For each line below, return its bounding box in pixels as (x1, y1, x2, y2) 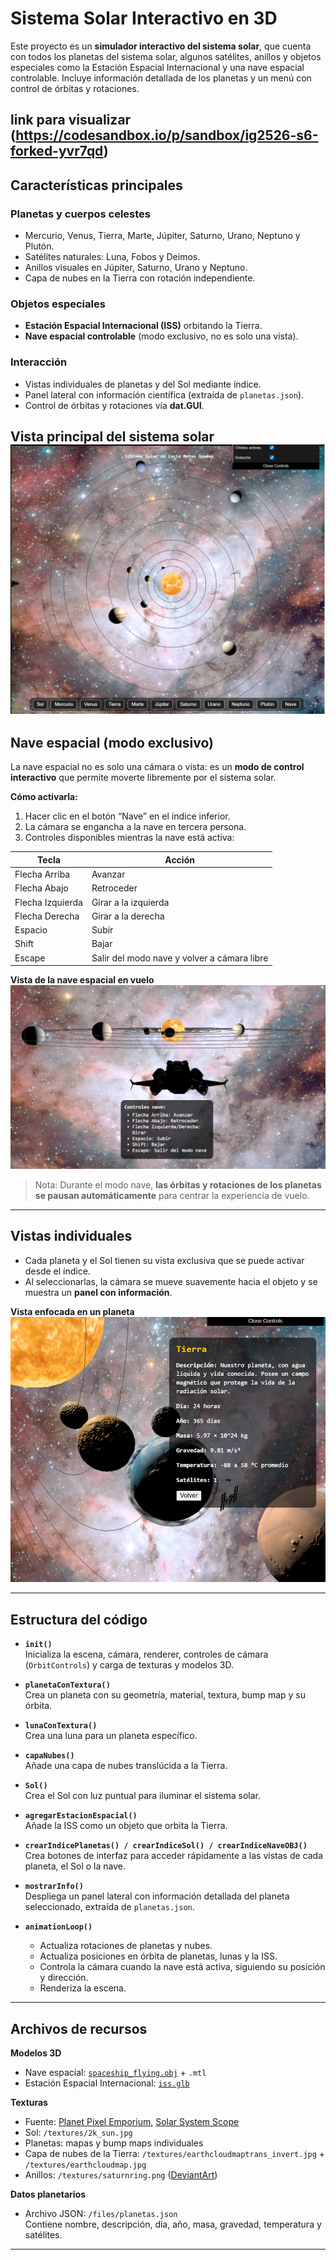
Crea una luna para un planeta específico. (24, 1730, 198, 1742)
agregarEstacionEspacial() (24, 1811, 138, 1821)
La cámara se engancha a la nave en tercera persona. (24, 821, 247, 833)
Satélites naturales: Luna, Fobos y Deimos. (24, 251, 201, 263)
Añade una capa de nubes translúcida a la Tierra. (24, 1760, 228, 1772)
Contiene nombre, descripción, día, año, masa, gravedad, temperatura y (24, 2218, 322, 2230)
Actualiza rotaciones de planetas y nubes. (39, 1940, 213, 1952)
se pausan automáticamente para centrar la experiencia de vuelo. (34, 1190, 310, 1202)
